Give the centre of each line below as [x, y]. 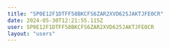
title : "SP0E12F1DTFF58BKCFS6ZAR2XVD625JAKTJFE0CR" [85, 14]
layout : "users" [31, 34]
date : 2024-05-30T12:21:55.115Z [55, 20]
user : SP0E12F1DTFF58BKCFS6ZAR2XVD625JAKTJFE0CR [81, 27]
